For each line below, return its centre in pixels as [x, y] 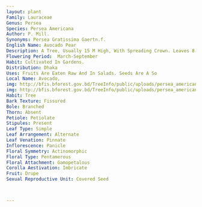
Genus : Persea [24, 23]
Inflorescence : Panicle [36, 145]
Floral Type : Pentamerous [38, 157]
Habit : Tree [21, 95]
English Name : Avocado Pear [41, 46]
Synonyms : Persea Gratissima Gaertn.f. [56, 40]
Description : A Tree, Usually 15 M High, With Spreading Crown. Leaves [98, 51]
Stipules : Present [29, 124]
